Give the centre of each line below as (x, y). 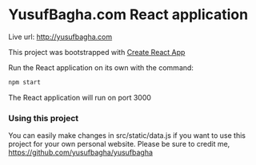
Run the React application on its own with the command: (101, 67)
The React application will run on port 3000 (80, 97)
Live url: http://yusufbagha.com (60, 37)
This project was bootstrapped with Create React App (97, 52)
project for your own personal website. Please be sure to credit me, (119, 144)
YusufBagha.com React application (128, 15)
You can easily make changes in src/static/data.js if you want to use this (127, 136)
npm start (25, 82)
